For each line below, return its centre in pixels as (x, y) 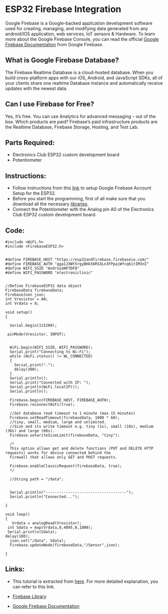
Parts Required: (30, 142)
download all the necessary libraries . (50, 204)
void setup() (19, 312)
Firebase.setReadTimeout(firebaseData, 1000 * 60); (65, 418)
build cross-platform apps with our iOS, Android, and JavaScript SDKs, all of (84, 78)
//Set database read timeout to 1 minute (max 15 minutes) (73, 413)
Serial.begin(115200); (33, 325)
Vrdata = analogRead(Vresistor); (47, 523)
